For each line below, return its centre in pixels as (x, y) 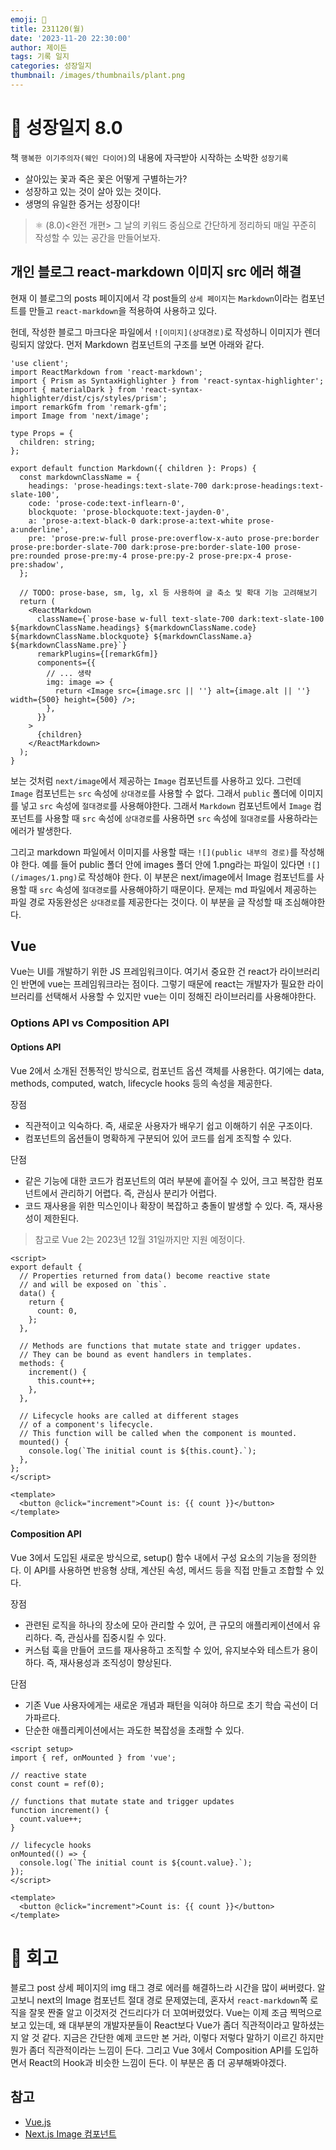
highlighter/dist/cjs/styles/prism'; (89, 398)
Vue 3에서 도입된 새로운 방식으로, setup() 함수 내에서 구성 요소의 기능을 (150, 1557)
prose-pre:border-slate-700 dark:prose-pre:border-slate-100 (140, 547)
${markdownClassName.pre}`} (69, 645)
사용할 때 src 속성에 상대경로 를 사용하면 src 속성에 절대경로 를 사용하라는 (181, 818)
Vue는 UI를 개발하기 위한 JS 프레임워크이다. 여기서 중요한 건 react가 (144, 972)
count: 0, (57, 1311)
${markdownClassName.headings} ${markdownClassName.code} (133, 627)
